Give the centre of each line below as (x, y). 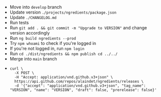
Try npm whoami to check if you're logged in (53, 43)
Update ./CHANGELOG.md (33, 17)
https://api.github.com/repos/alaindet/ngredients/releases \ (79, 81)
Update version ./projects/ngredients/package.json (63, 12)
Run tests (19, 22)
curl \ (16, 69)
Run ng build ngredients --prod (43, 38)
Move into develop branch (36, 7)
